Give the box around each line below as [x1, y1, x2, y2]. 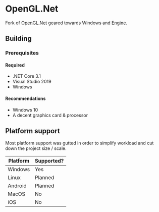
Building [5, 34, 32, 43]
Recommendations [5, 95, 46, 101]
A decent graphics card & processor [12, 112, 88, 118]
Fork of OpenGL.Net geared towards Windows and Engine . [5, 20, 128, 26]
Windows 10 [12, 107, 38, 113]
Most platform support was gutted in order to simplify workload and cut [5, 140, 154, 146]
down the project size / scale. [5, 145, 67, 151]
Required [5, 62, 25, 68]
